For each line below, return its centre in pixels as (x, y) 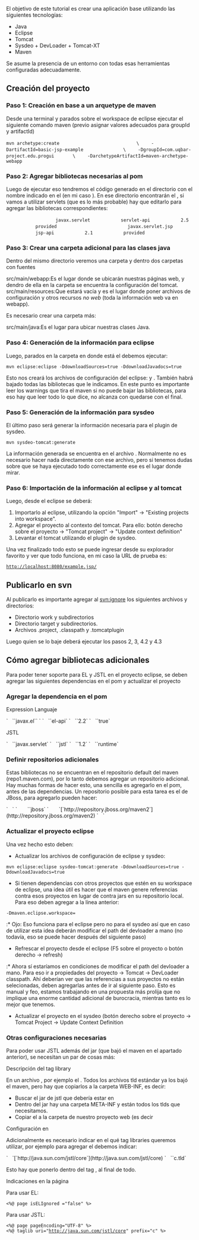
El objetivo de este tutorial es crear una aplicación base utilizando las (91, 9)
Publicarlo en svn (39, 585)
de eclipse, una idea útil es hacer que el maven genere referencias (96, 889)
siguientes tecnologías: (34, 15)
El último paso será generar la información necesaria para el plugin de (92, 425)
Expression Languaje (32, 710)
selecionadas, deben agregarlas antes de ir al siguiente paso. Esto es (91, 985)
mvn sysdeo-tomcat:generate (41, 442)
